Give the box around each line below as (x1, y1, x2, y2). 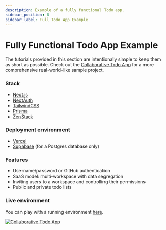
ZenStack (12, 113, 33, 120)
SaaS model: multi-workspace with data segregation (12, 173, 124, 180)
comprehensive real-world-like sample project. (5, 67, 105, 73)
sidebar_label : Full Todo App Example (5, 17, 88, 22)
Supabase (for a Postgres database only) (12, 143, 100, 149)
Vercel (12, 138, 27, 144)
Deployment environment (5, 126, 70, 133)
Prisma (12, 108, 28, 114)
